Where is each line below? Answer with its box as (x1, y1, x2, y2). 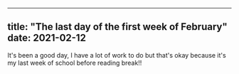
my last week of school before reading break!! (7, 58, 142, 67)
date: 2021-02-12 (7, 32, 87, 44)
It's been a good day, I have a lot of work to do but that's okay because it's (7, 51, 226, 59)
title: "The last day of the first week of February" (7, 21, 228, 33)
